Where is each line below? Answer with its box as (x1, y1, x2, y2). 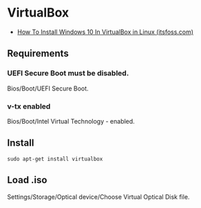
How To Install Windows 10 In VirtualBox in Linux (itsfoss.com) (17, 28, 194, 36)
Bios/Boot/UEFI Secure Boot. (7, 84, 89, 93)
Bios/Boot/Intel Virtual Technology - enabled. (7, 117, 136, 125)
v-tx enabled (7, 102, 51, 111)
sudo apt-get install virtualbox (7, 155, 103, 162)
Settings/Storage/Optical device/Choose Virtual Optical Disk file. (7, 192, 190, 201)
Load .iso (7, 174, 47, 186)
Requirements (7, 48, 69, 59)
